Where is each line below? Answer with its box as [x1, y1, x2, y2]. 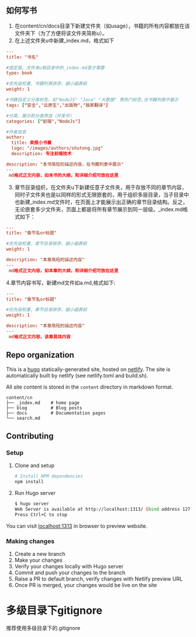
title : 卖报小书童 [11, 140, 51, 146]
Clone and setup [14, 462, 54, 469]
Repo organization [6, 350, 74, 360]
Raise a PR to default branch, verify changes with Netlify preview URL [14, 575, 183, 582]
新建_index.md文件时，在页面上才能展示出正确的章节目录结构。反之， [19, 198, 188, 205]
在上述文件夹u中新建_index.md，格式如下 [14, 37, 115, 44]
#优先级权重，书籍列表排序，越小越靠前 [6, 81, 88, 87]
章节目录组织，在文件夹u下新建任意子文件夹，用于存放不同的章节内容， [14, 184, 187, 191]
